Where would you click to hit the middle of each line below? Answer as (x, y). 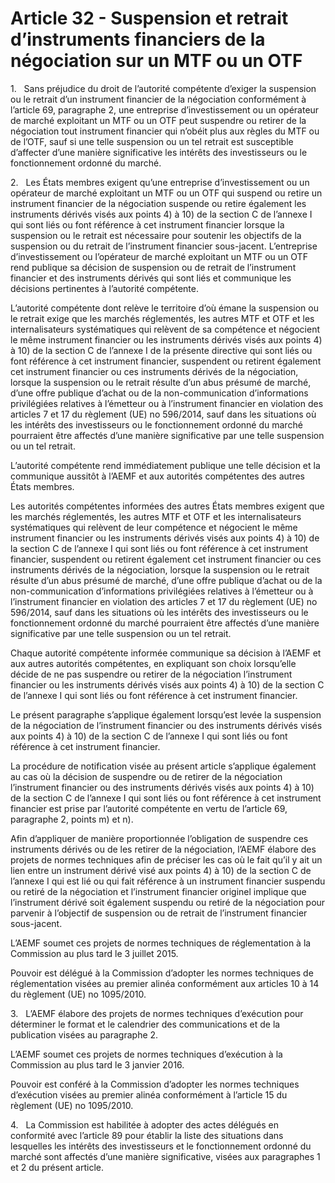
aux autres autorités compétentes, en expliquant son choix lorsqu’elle (153, 663)
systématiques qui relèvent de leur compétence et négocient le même (154, 527)
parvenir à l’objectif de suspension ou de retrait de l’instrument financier (159, 913)
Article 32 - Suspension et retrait (149, 18)
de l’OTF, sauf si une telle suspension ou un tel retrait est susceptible (152, 141)
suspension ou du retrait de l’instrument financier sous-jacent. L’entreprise (164, 246)
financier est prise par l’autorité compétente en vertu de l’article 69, (149, 808)
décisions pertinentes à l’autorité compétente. (104, 288)
